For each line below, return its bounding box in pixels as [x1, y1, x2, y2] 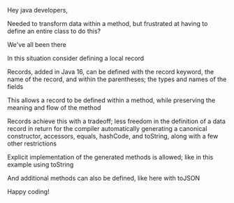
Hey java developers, [7, 6, 68, 14]
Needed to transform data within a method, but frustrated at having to [7, 20, 208, 27]
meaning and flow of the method [7, 104, 101, 111]
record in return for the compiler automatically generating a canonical [7, 125, 207, 132]
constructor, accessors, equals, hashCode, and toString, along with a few [7, 132, 219, 140]
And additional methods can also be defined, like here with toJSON [7, 174, 200, 182]
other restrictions [7, 139, 57, 148]
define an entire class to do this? [7, 27, 101, 35]
